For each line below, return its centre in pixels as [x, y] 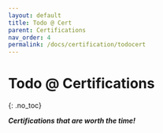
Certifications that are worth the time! [72, 121]
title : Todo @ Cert [40, 23]
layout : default [35, 15]
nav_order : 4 [30, 37]
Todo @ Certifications [81, 84]
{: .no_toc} [25, 105]
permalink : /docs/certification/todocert [77, 45]
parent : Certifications [47, 30]
